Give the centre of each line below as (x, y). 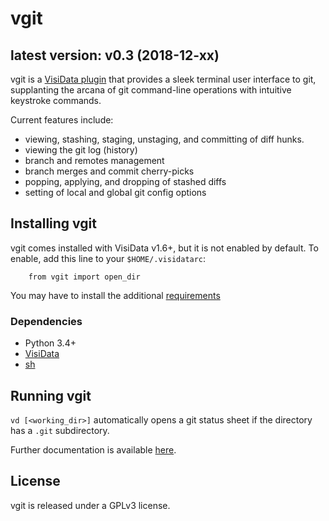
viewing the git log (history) (81, 150)
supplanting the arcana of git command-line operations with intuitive (151, 90)
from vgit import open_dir (84, 277)
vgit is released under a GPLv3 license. (90, 505)
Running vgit (51, 395)
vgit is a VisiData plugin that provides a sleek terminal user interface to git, (163, 79)
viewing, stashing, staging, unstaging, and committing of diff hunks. (164, 139)
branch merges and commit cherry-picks (109, 171)
